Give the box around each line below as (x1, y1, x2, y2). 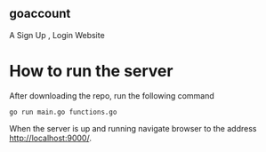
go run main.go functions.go (9, 108, 117, 116)
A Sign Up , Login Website (9, 29, 105, 40)
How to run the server (9, 61, 173, 81)
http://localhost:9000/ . (9, 132, 92, 143)
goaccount (9, 6, 71, 21)
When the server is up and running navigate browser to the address (9, 123, 257, 133)
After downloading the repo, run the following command (9, 90, 215, 100)
